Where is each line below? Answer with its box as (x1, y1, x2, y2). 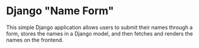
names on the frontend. (6, 36, 64, 43)
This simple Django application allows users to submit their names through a (6, 24, 193, 31)
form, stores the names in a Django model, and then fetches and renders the (6, 30, 193, 37)
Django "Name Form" (6, 4, 114, 18)
